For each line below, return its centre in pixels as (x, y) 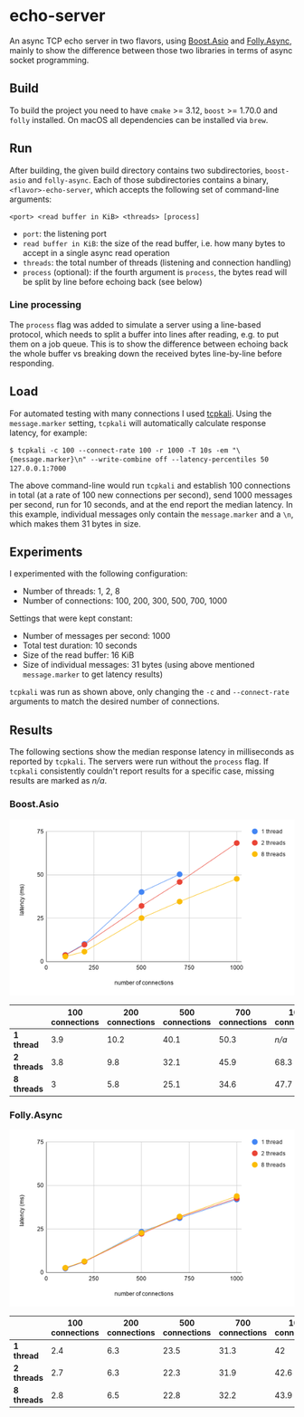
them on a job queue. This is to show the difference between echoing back (149, 344)
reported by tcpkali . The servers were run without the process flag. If (139, 762)
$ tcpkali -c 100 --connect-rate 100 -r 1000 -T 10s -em (119, 450)
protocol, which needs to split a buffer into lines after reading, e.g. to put (144, 334)
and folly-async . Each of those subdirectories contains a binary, (148, 180)
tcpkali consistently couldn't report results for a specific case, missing (142, 771)
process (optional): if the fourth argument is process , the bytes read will (155, 271)
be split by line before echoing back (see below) (112, 281)
